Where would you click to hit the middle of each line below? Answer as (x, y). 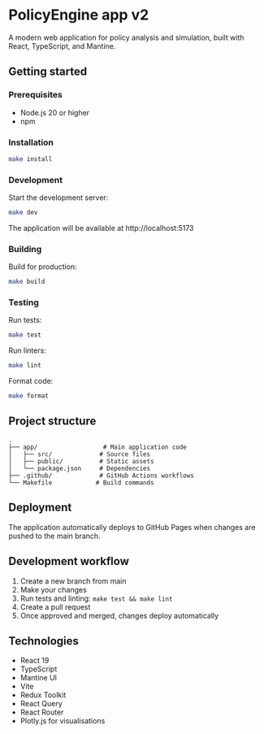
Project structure (52, 421)
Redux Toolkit (43, 695)
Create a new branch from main (73, 581)
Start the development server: (58, 198)
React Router (42, 712)
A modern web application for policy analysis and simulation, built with (126, 37)
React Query (41, 704)
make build (27, 282)
